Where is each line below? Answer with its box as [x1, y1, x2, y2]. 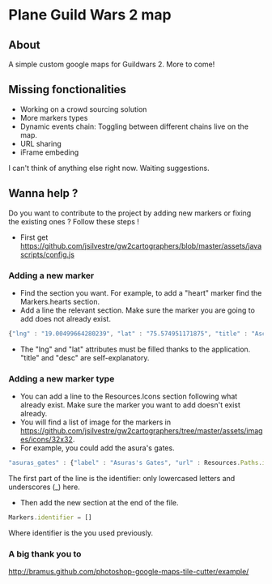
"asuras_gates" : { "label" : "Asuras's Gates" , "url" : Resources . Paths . [8, 459, 263, 467]
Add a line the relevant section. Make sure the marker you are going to [19, 305, 255, 315]
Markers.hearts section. [19, 296, 100, 306]
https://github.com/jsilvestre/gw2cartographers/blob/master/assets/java [19, 241, 262, 250]
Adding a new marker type [8, 373, 115, 384]
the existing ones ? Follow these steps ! [8, 216, 140, 226]
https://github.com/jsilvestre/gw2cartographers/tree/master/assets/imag [19, 426, 263, 436]
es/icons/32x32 [19, 435, 73, 445]
